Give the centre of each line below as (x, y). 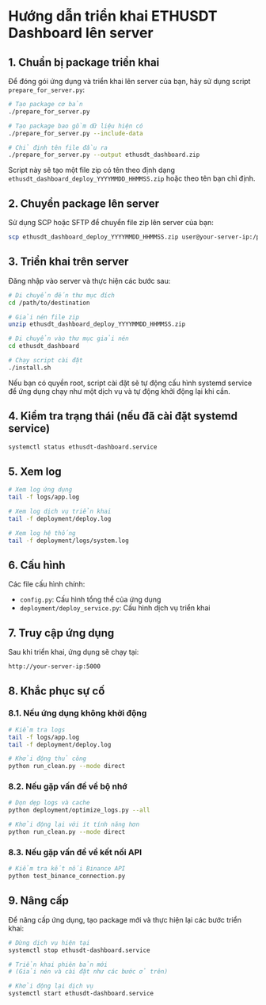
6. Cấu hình (37, 565)
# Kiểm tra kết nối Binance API (67, 869)
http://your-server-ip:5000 (55, 667)
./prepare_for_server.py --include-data (76, 133)
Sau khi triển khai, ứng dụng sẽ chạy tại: (74, 652)
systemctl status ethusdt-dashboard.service (83, 447)
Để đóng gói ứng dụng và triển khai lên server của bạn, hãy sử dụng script (129, 81)
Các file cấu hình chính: (47, 584)
